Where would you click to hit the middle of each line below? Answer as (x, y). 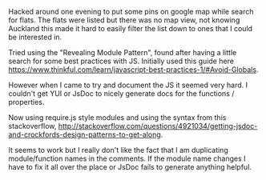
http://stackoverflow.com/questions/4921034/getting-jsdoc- (158, 126)
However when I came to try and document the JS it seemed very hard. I (128, 85)
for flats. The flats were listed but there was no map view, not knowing (124, 20)
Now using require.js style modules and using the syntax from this (117, 118)
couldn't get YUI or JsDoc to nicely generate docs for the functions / (121, 94)
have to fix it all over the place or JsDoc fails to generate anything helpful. (130, 167)
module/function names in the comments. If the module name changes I (127, 158)
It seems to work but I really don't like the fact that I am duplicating (118, 150)
